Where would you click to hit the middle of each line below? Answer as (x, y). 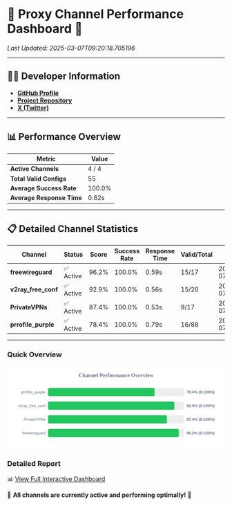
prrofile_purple (32, 324)
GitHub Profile (38, 93)
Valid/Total (196, 255)
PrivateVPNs (29, 307)
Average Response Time (46, 198)
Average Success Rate (43, 188)
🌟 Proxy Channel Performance (96, 14)
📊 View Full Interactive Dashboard (56, 479)
